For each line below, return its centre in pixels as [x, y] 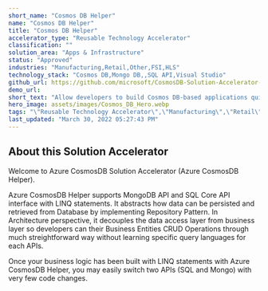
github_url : [28, 82]
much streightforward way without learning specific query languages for [127, 237]
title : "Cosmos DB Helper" [53, 30]
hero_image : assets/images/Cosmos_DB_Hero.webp [89, 104]
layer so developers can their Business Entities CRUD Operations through [129, 229]
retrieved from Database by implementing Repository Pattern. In [113, 211]
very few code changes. [48, 278]
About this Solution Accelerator [89, 152]
